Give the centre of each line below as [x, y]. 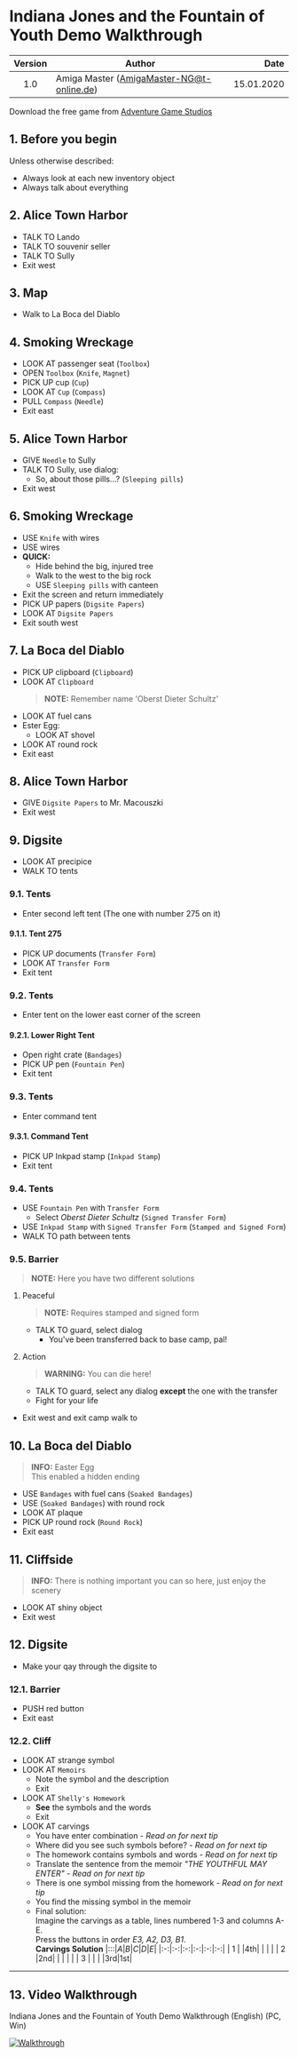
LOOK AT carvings [56, 1826]
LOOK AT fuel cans [57, 716]
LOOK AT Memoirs [54, 1770]
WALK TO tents [50, 871]
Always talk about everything [75, 187]
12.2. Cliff [30, 1741]
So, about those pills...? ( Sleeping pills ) [109, 479]
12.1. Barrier [35, 1689]
